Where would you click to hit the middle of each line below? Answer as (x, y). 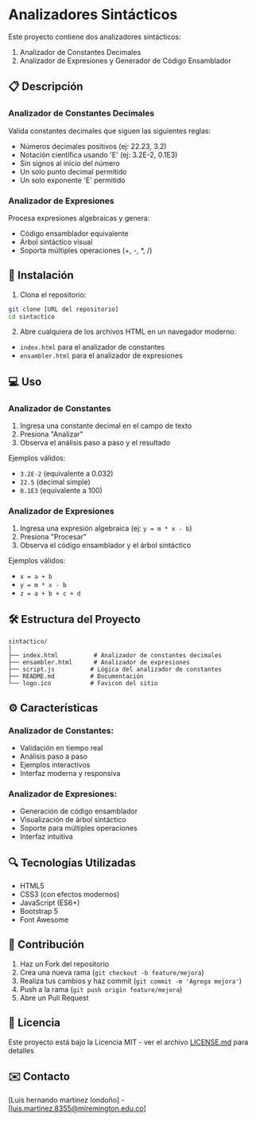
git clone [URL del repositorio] (64, 309)
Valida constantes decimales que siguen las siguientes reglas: (110, 131)
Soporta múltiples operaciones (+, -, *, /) (86, 250)
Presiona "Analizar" (51, 434)
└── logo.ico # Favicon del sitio (83, 684)
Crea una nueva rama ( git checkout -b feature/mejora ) (112, 972)
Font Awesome (44, 920)
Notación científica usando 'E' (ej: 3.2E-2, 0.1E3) (99, 155)
